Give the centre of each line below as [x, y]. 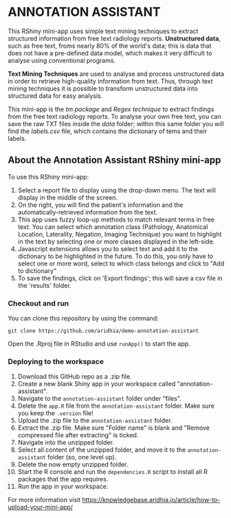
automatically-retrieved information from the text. [87, 212]
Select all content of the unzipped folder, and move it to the [102, 450]
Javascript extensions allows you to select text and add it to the [108, 248]
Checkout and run [38, 303]
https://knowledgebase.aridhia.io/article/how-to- [151, 500]
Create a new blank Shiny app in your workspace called [97, 384]
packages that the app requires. [63, 479]
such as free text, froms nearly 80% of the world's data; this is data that [110, 46]
